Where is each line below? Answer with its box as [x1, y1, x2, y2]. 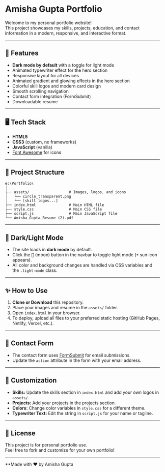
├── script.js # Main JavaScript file [5, 211, 118, 216]
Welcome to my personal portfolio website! [5, 20, 92, 26]
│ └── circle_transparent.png [5, 194, 71, 199]
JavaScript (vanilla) [12, 144, 53, 150]
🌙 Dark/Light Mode [5, 234, 64, 242]
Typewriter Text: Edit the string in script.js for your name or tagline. [12, 410, 153, 416]
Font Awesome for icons [12, 149, 61, 155]
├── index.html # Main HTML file [5, 203, 105, 207]
